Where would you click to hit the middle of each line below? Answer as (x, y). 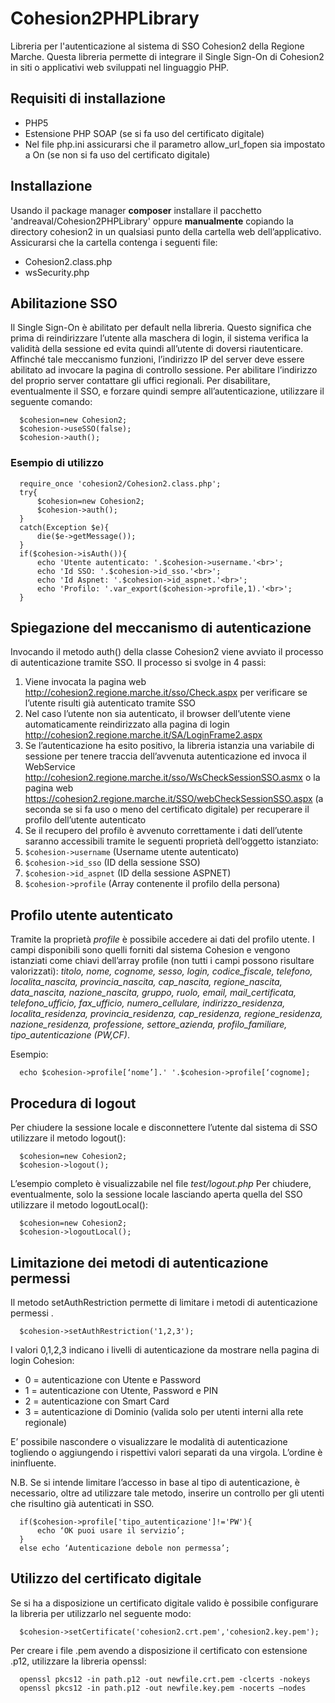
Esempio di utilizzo (57, 463)
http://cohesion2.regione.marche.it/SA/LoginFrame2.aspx (143, 735)
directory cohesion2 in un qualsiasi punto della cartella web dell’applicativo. (166, 231)
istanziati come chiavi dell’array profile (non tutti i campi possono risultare (162, 961)
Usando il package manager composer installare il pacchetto (136, 210)
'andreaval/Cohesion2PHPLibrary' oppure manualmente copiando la (152, 221)
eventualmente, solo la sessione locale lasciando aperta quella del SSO (156, 1194)
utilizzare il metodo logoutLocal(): (79, 1205)
